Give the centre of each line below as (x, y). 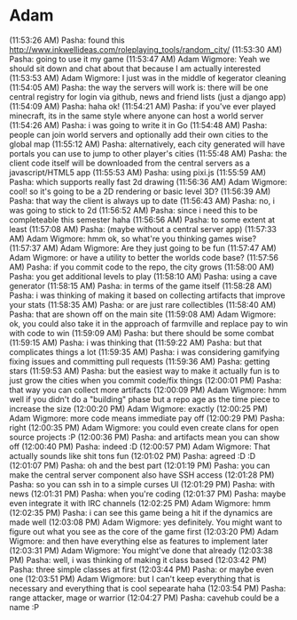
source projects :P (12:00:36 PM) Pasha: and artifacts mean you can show (145, 437)
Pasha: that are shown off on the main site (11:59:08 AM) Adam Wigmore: (143, 314)
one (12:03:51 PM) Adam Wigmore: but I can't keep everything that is (135, 578)
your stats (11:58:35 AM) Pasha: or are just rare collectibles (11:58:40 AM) (143, 304)
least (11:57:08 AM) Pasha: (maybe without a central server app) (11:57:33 (143, 229)
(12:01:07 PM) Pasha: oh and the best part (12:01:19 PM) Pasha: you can (140, 465)
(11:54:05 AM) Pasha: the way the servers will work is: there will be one (139, 87)
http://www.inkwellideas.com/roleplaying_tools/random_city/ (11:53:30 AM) (146, 49)
